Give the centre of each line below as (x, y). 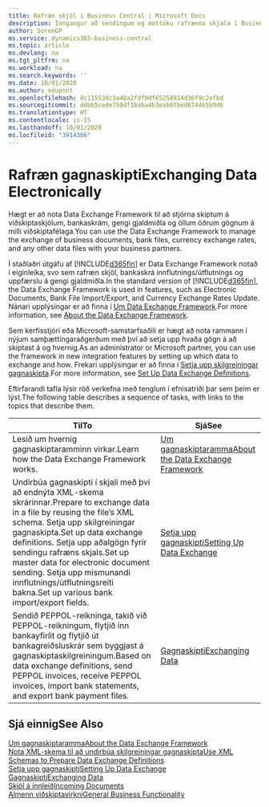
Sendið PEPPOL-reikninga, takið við (80, 615)
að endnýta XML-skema (58, 492)
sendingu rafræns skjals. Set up (71, 552)
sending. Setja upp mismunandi (71, 572)
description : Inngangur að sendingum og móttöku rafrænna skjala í (123, 23)
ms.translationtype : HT (48, 113)
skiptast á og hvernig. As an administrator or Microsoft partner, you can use (132, 347)
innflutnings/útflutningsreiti (63, 582)
